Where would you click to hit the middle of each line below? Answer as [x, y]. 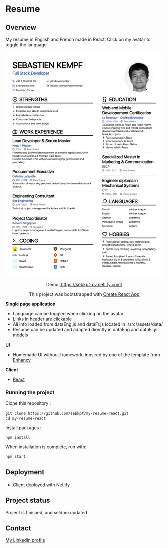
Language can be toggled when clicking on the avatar [68, 313]
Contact [18, 529]
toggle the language [26, 45]
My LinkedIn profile [25, 540]
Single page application [30, 304]
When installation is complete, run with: [46, 447]
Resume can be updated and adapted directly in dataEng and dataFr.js [85, 329]
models [20, 335]
